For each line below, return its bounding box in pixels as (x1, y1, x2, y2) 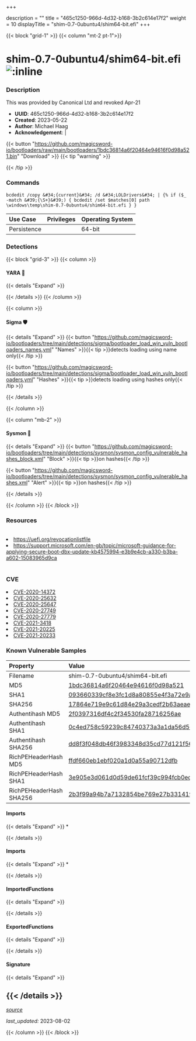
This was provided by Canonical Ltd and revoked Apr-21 (6, 99, 141, 106)
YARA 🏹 (6, 269, 25, 276)
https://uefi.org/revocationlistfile (13, 536, 91, 543)
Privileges (47, 215, 76, 223)
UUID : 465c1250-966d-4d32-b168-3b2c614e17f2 (14, 111, 134, 118)
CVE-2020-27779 (13, 613, 57, 621)
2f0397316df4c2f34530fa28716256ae (68, 709, 181, 718)
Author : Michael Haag (14, 123, 68, 130)
